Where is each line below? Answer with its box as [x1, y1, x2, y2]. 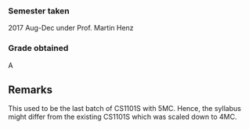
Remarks [8, 83, 53, 96]
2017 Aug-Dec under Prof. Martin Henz [8, 23, 135, 33]
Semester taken [8, 5, 70, 16]
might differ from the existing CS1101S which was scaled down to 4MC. [8, 112, 237, 122]
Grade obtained [8, 43, 69, 54]
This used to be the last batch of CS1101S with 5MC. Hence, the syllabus [8, 104, 241, 113]
